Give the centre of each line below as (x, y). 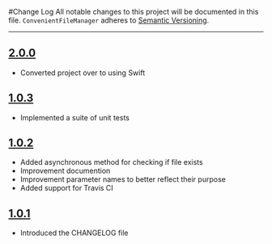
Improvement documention (65, 171)
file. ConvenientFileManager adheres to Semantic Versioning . (109, 20)
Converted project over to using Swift (83, 73)
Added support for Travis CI (66, 188)
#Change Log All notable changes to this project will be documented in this (134, 12)
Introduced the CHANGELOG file (74, 233)
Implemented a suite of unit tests (74, 117)
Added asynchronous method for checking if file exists (112, 162)
